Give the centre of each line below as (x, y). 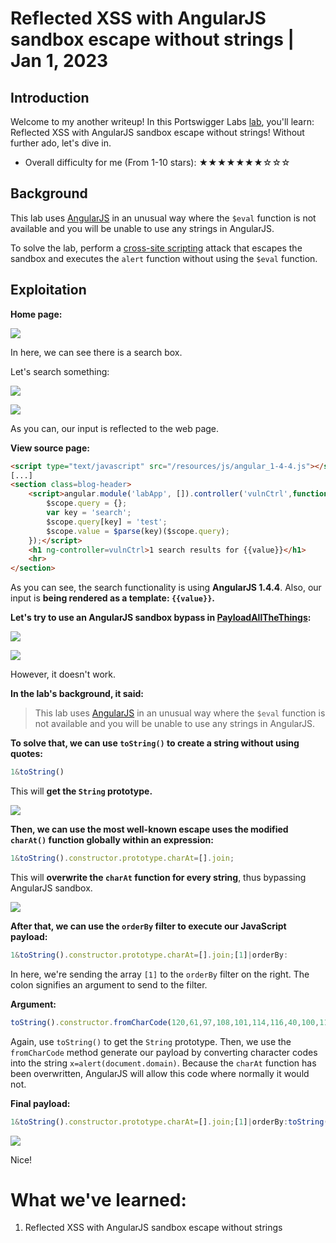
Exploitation (48, 290)
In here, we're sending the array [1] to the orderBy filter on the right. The (160, 974)
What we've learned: (98, 1199)
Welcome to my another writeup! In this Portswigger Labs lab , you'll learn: (162, 121)
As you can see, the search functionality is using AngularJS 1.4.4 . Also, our (166, 588)
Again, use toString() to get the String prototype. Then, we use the (151, 1041)
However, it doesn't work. (63, 674)
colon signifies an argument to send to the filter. (109, 984)
